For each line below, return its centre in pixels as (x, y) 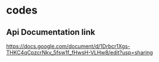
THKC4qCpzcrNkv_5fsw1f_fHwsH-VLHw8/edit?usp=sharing (79, 53)
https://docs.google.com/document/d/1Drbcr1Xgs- (68, 46)
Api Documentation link (51, 32)
